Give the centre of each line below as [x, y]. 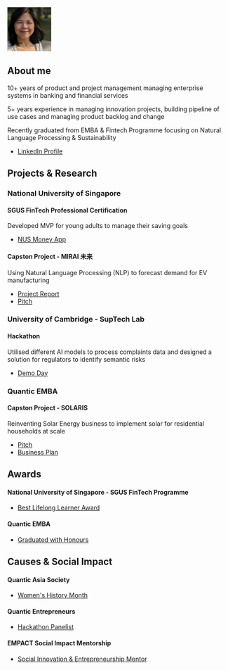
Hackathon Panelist [46, 627]
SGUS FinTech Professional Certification [67, 210]
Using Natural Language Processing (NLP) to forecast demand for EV [107, 272]
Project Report [38, 293]
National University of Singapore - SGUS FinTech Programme [98, 492]
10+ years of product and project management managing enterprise [105, 88]
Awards [25, 474]
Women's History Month [52, 595]
